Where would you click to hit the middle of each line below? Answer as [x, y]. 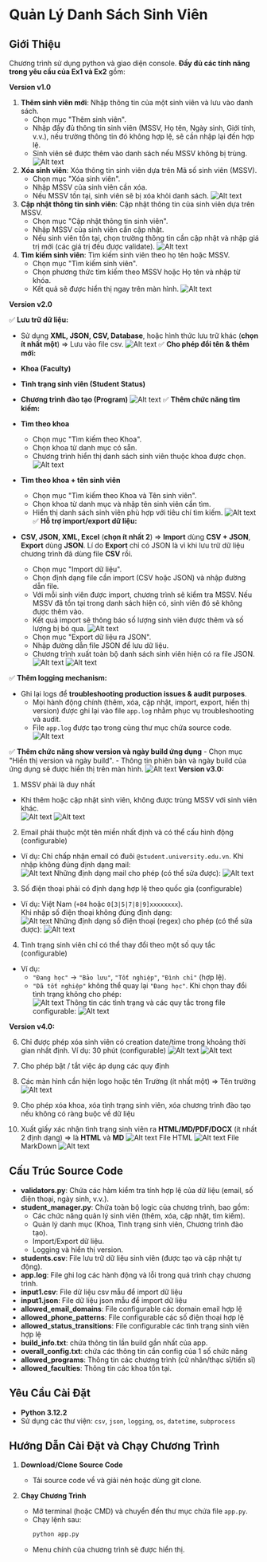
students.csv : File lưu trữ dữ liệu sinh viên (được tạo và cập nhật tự [131, 1258]
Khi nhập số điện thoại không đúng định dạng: [96, 912]
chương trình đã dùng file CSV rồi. [77, 554]
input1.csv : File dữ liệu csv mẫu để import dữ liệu [101, 1292]
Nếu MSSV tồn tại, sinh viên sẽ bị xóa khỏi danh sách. [120, 196]
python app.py [56, 1535]
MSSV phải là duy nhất [58, 784]
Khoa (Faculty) [46, 369]
